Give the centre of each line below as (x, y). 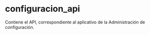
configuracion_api (43, 9)
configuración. (20, 27)
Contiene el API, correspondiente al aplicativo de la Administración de (75, 22)
